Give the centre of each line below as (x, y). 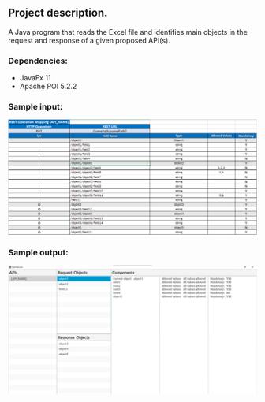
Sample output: (38, 253)
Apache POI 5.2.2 (48, 87)
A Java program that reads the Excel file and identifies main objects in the (128, 32)
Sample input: (35, 107)
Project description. (58, 13)
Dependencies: (38, 61)
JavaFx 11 (35, 78)
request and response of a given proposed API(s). (90, 40)
